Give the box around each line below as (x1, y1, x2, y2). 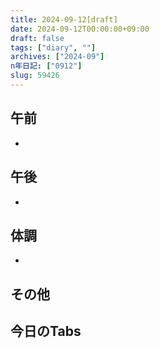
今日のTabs (10, 323, 82, 340)
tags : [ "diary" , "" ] (10, 42, 97, 53)
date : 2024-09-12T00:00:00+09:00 (10, 24, 150, 34)
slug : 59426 (10, 71, 60, 81)
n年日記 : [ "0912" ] (10, 61, 83, 71)
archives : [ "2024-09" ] (10, 52, 105, 62)
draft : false (10, 33, 65, 43)
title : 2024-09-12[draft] (10, 14, 118, 25)
